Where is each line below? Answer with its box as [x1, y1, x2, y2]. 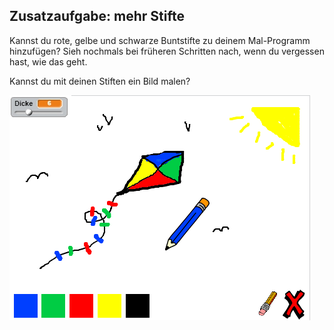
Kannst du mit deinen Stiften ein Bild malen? [9, 75, 191, 87]
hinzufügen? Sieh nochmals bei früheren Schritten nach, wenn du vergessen [9, 45, 325, 57]
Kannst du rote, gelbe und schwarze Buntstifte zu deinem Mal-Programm [9, 34, 311, 46]
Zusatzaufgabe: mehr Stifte [9, 8, 185, 25]
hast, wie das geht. [9, 55, 88, 68]
